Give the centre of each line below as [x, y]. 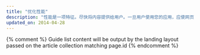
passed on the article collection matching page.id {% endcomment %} [92, 46]
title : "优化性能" [27, 12]
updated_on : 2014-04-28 [36, 22]
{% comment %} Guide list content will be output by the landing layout [92, 40]
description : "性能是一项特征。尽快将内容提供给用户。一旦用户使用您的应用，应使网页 [100, 17]
